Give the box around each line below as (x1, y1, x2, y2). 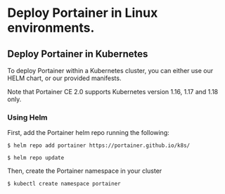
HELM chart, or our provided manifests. (7, 74, 122, 82)
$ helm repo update (7, 155, 65, 162)
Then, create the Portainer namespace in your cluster (7, 167, 162, 175)
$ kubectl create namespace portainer (7, 181, 121, 188)
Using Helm (7, 112, 48, 122)
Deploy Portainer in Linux (7, 5, 158, 21)
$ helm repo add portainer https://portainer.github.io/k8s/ (7, 142, 191, 149)
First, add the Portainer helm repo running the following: (7, 129, 170, 137)
